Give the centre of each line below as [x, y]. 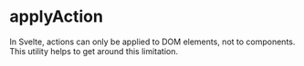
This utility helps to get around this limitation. [94, 51]
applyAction [56, 17]
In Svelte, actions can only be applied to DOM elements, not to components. [152, 42]
